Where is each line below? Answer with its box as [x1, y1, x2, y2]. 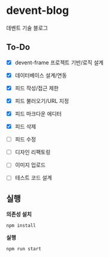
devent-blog [6, 4, 69, 17]
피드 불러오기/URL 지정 [14, 97, 69, 104]
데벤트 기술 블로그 [6, 24, 48, 31]
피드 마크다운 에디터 [14, 110, 62, 117]
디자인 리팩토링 [14, 149, 51, 156]
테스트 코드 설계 [14, 174, 52, 181]
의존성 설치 [6, 211, 32, 218]
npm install [6, 223, 36, 229]
